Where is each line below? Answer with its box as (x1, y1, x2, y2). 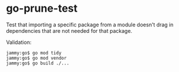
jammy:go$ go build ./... (6, 60, 69, 66)
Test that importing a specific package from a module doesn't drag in (6, 21, 174, 28)
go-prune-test (6, 2, 78, 15)
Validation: (6, 39, 32, 46)
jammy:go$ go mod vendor (6, 55, 67, 61)
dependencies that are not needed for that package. (6, 27, 133, 34)
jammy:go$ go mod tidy (6, 50, 62, 56)
